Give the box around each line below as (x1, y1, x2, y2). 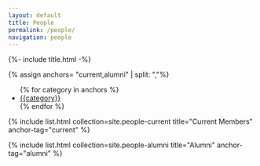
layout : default (8, 11, 61, 20)
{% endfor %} (19, 102, 65, 111)
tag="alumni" (8, 149, 51, 158)
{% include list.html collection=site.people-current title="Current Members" (8, 117, 253, 126)
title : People (8, 19, 55, 27)
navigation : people (8, 33, 72, 41)
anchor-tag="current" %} (8, 125, 90, 135)
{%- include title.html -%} (8, 55, 92, 64)
